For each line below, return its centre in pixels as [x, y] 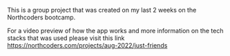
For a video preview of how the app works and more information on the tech [115, 31]
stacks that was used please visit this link [66, 38]
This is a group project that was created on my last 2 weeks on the [102, 10]
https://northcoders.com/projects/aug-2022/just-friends [87, 45]
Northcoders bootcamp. [41, 17]
